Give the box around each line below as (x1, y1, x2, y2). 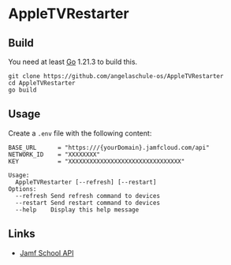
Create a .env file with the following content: (8, 128, 152, 138)
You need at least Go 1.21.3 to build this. (8, 57, 138, 66)
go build (8, 86, 37, 94)
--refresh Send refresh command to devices (15, 192, 160, 200)
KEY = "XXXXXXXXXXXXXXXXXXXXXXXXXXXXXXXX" (8, 157, 185, 166)
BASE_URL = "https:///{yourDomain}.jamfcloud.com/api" (8, 144, 211, 151)
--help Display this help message (15, 206, 140, 214)
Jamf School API (19, 248, 74, 257)
